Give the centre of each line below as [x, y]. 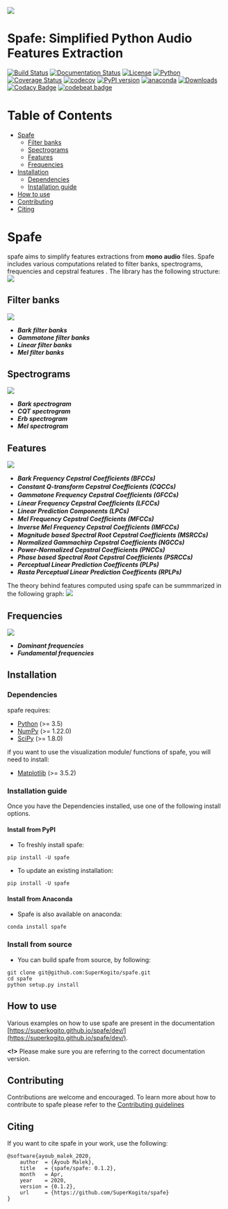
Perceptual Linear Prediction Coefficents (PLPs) [88, 565]
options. [19, 814]
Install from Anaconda [40, 899]
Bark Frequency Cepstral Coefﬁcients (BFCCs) [86, 478]
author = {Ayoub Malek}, [57, 1162]
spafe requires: [29, 710]
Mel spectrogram [43, 426]
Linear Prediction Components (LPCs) [73, 511]
